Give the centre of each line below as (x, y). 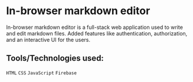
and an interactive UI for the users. (48, 40)
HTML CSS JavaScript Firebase (41, 73)
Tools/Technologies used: (55, 58)
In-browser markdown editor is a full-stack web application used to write (94, 27)
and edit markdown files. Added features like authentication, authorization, (97, 33)
